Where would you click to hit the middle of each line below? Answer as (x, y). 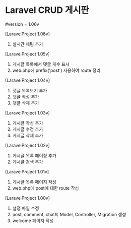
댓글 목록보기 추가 (30, 90)
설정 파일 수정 (26, 208)
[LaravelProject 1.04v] (28, 80)
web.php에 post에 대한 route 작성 (46, 188)
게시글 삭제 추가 (28, 135)
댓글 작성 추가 (26, 97)
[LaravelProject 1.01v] (27, 171)
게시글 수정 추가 (28, 129)
